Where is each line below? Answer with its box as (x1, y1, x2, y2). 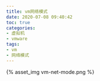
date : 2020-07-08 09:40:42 (6, 14, 73, 20)
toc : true (6, 19, 31, 25)
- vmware (6, 36, 28, 42)
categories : (6, 25, 36, 31)
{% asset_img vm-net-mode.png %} (6, 68, 95, 75)
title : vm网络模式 (6, 8, 49, 15)
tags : (6, 42, 20, 48)
